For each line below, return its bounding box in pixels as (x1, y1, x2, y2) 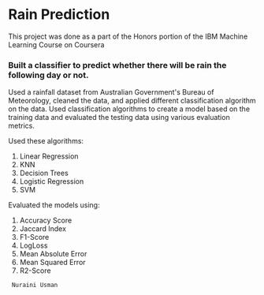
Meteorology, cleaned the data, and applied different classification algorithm (8, 96, 256, 106)
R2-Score (19, 266, 51, 275)
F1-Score (19, 233, 50, 242)
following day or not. (8, 69, 89, 80)
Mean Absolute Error (19, 249, 87, 259)
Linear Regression (19, 151, 79, 161)
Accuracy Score (19, 215, 73, 226)
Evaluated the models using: (8, 200, 100, 210)
